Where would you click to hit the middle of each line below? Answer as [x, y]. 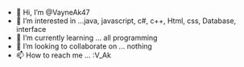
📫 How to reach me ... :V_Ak [63, 55]
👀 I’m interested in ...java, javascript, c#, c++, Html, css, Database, [126, 21]
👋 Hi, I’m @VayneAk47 [53, 12]
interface [31, 29]
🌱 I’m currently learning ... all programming [87, 37]
